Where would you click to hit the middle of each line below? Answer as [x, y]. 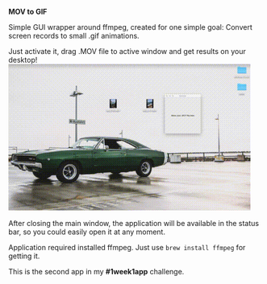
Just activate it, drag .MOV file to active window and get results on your [127, 51]
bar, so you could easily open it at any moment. [87, 232]
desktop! [23, 60]
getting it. [24, 256]
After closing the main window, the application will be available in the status [134, 223]
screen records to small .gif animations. [74, 36]
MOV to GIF [28, 12]
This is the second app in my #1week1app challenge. [96, 272]
